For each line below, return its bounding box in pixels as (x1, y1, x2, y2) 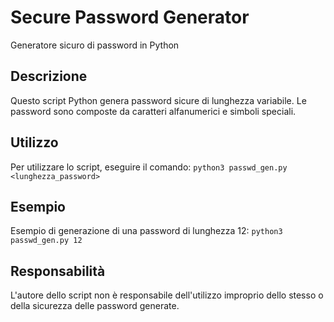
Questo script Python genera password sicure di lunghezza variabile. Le (10, 94, 307, 106)
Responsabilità (10, 262, 106, 280)
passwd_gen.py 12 (10, 236, 83, 246)
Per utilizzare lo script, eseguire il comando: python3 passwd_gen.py (10, 161, 288, 173)
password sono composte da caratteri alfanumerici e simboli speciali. (10, 105, 297, 117)
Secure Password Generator (10, 6, 250, 29)
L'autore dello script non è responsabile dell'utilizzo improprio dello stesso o (10, 289, 324, 301)
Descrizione (10, 68, 88, 85)
